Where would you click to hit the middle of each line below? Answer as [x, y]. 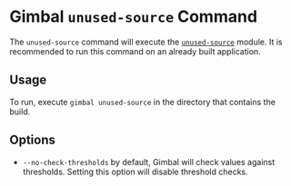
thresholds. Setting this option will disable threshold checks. [135, 171]
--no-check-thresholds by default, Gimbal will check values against [149, 162]
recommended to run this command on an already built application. [135, 51]
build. [20, 112]
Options [33, 140]
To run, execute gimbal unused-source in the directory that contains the [142, 102]
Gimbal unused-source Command [133, 17]
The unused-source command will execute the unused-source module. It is [146, 42]
